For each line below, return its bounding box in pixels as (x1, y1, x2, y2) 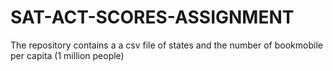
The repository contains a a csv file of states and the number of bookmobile (10, 39, 323, 51)
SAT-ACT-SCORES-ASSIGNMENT (10, 6, 295, 29)
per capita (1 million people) (10, 49, 125, 61)
